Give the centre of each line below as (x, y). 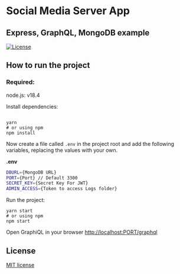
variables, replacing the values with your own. (62, 150)
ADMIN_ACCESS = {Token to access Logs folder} (62, 189)
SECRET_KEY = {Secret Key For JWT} (47, 183)
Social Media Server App (68, 11)
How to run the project (48, 65)
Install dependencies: (32, 106)
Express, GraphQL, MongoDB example (78, 33)
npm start (18, 221)
